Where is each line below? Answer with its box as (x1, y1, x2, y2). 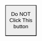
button (13, 23, 28, 30)
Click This (9, 17, 32, 24)
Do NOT (10, 11, 31, 17)
